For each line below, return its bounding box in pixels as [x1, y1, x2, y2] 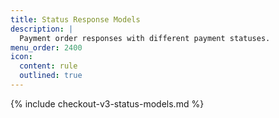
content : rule [19, 61, 78, 71]
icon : [10, 52, 33, 62]
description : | [10, 24, 74, 34]
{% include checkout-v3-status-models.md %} [10, 97, 205, 110]
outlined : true [19, 71, 83, 81]
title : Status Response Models [10, 14, 141, 25]
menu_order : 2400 [10, 42, 83, 53]
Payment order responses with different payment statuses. [19, 33, 271, 43]
